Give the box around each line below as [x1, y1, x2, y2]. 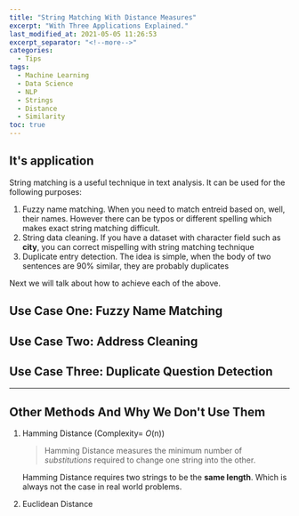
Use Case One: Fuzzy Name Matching [9, 303, 223, 318]
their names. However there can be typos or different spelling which [21, 213, 272, 223]
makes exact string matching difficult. [21, 222, 160, 233]
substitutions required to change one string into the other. [44, 455, 256, 465]
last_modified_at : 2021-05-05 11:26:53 [9, 29, 158, 38]
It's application [9, 153, 94, 169]
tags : [9, 63, 29, 72]
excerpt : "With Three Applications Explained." [9, 21, 190, 30]
